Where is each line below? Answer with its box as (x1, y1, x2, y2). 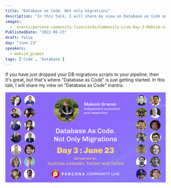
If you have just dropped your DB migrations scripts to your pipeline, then (5, 71, 159, 77)
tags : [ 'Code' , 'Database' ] (5, 57, 65, 62)
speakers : (5, 46, 26, 51)
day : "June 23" (5, 41, 38, 46)
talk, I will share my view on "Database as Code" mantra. (5, 82, 124, 88)
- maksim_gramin (10, 51, 44, 56)
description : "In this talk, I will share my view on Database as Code (5, 13, 160, 19)
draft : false (5, 35, 33, 40)
